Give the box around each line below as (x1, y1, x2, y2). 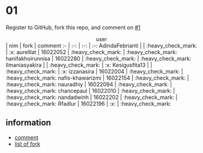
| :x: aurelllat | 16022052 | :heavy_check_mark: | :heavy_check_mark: (5, 48, 177, 55)
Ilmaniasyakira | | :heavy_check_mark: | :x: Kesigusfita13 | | (5, 61, 153, 69)
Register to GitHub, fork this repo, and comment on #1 (5, 24, 141, 31)
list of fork (14, 140, 41, 148)
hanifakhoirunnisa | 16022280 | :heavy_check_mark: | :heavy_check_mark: (5, 55, 192, 62)
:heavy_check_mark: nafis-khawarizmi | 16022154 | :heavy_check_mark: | (5, 74, 189, 81)
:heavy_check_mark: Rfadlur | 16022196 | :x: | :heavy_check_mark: (5, 100, 171, 107)
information (5, 118, 51, 128)
